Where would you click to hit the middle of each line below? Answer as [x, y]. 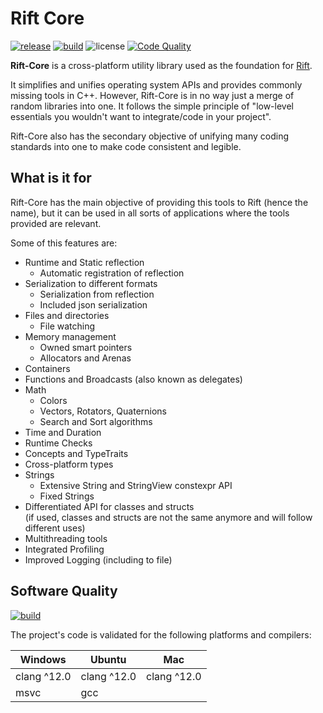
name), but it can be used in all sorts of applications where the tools [150, 213]
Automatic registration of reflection [112, 273]
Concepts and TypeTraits [76, 453]
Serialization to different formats [91, 283]
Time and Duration [63, 432]
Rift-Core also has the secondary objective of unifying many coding [150, 136]
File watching [67, 326]
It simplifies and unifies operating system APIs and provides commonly [156, 84]
